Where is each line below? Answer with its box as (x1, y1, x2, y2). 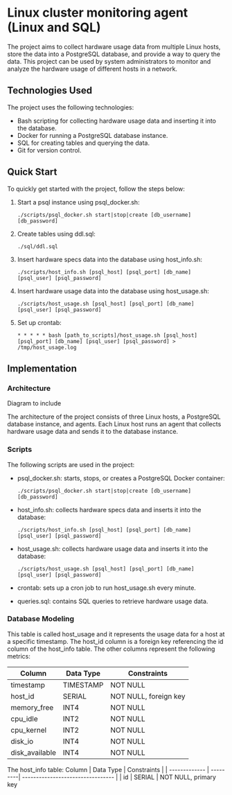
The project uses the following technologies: (7, 103, 134, 112)
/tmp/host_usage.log (17, 344, 77, 351)
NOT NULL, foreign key (110, 691, 186, 701)
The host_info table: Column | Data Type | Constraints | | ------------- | (7, 765, 210, 774)
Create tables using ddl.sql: (17, 229, 96, 238)
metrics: (7, 652, 31, 660)
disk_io (10, 736, 34, 746)
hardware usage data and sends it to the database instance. (7, 428, 179, 436)
